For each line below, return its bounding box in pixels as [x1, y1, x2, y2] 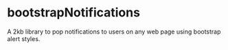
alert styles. [7, 34, 41, 42]
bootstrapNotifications [7, 5, 141, 21]
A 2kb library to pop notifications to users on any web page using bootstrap [7, 27, 221, 36]
